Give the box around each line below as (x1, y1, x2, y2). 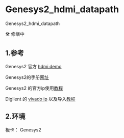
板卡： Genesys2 (5, 126, 42, 133)
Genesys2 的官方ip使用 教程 (5, 85, 63, 91)
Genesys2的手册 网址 (5, 74, 49, 80)
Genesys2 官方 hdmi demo (5, 63, 62, 69)
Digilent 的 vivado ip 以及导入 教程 (5, 96, 76, 102)
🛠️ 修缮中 (5, 31, 24, 37)
